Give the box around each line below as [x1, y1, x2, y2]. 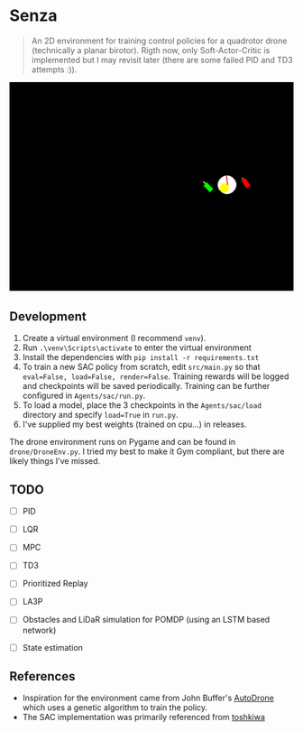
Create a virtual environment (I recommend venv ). [22, 333, 207, 344]
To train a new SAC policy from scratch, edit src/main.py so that [22, 362, 261, 373]
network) [22, 625, 57, 635]
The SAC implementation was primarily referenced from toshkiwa [22, 712, 266, 723]
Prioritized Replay [22, 578, 88, 589]
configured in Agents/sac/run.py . [22, 390, 146, 402]
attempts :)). [31, 64, 78, 75]
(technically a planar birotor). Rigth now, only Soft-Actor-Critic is [31, 44, 271, 55]
